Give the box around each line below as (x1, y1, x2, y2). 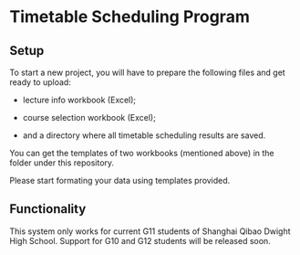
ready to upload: (9, 77, 71, 88)
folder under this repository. (9, 157, 115, 168)
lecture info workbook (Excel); (22, 94, 137, 105)
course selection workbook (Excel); (22, 112, 157, 122)
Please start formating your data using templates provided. (9, 175, 231, 186)
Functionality (9, 201, 87, 217)
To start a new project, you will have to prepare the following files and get (9, 67, 285, 78)
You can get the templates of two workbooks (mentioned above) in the (9, 148, 275, 158)
